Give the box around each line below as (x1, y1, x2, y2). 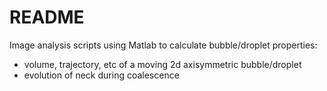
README (9, 6, 85, 29)
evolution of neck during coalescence (23, 69, 180, 81)
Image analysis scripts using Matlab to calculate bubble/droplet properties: (9, 39, 318, 51)
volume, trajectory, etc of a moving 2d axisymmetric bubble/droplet (23, 58, 302, 70)
